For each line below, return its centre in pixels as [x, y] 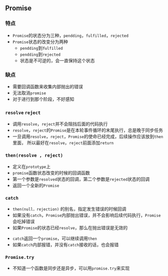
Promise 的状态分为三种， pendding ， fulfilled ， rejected [70, 35]
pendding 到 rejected [40, 54]
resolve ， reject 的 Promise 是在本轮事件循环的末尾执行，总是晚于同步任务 [88, 130]
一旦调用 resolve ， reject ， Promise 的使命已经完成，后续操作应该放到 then [88, 136]
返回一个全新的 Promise [36, 185]
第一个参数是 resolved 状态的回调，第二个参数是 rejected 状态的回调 [81, 179]
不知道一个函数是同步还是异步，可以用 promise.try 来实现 [71, 268]
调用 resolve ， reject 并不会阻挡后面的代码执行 [60, 124]
